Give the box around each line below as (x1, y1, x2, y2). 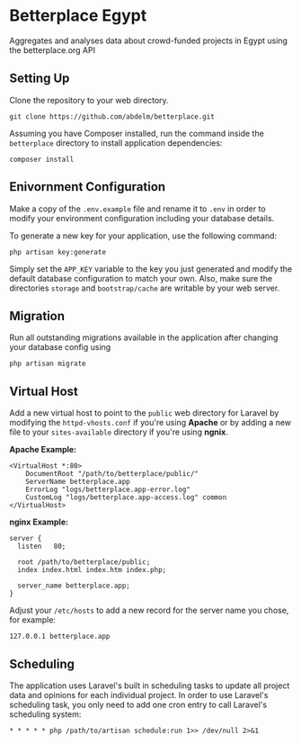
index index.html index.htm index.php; (17, 566, 167, 575)
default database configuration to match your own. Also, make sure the (9, 273, 272, 283)
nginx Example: (9, 516, 69, 527)
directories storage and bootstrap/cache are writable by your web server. (9, 282, 280, 293)
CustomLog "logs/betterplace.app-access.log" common (25, 493, 227, 502)
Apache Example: (9, 444, 77, 455)
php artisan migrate (9, 359, 87, 369)
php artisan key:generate (9, 247, 106, 256)
